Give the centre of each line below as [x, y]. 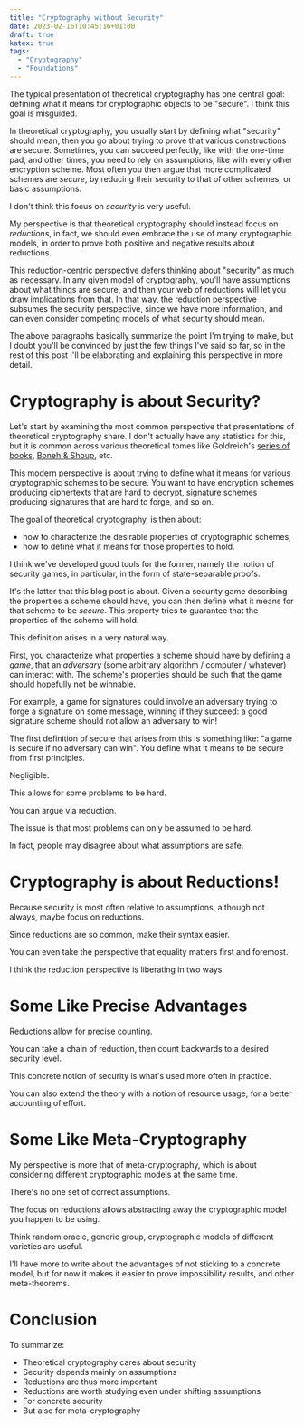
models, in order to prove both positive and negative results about [132, 243]
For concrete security [62, 1401]
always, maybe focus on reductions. [77, 917]
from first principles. [47, 757]
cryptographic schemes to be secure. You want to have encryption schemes [152, 482]
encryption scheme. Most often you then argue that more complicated [140, 169]
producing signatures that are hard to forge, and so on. [112, 501]
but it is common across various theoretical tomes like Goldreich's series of [150, 446]
